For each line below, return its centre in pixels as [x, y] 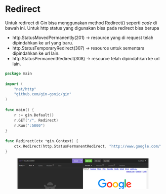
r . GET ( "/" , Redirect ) [36, 120]
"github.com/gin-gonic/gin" [43, 94]
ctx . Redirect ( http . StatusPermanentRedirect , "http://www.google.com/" [88, 147]
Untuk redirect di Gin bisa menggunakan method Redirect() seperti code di [81, 23]
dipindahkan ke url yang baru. [42, 42]
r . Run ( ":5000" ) [30, 125]
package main [19, 73]
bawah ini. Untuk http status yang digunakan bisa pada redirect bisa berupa [82, 28]
